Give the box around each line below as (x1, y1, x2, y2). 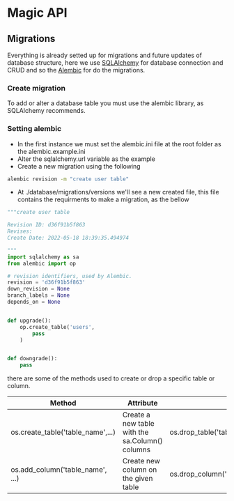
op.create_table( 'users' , (19, 323, 95, 330)
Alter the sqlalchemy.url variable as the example (17, 155, 155, 163)
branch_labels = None (7, 292, 70, 299)
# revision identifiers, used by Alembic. (7, 272, 132, 279)
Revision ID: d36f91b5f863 (7, 222, 86, 229)
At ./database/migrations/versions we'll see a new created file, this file (17, 188, 219, 196)
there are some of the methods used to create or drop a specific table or (7, 374, 215, 383)
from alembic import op (7, 260, 77, 267)
